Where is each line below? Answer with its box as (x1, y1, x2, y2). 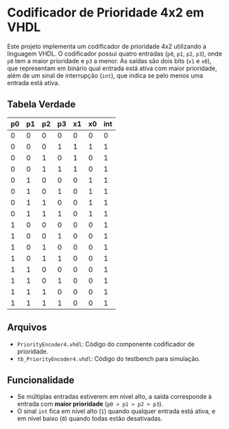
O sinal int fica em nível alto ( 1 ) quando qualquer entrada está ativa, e (16, 407, 216, 415)
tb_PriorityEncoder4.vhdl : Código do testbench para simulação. (16, 354, 201, 362)
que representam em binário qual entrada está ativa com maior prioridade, (7, 64, 217, 72)
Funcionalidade (7, 374, 75, 386)
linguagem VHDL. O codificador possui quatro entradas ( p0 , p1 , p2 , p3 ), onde (7, 49, 223, 58)
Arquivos (7, 322, 47, 333)
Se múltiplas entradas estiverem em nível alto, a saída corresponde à (16, 393, 213, 401)
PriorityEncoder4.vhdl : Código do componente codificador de (16, 340, 195, 348)
